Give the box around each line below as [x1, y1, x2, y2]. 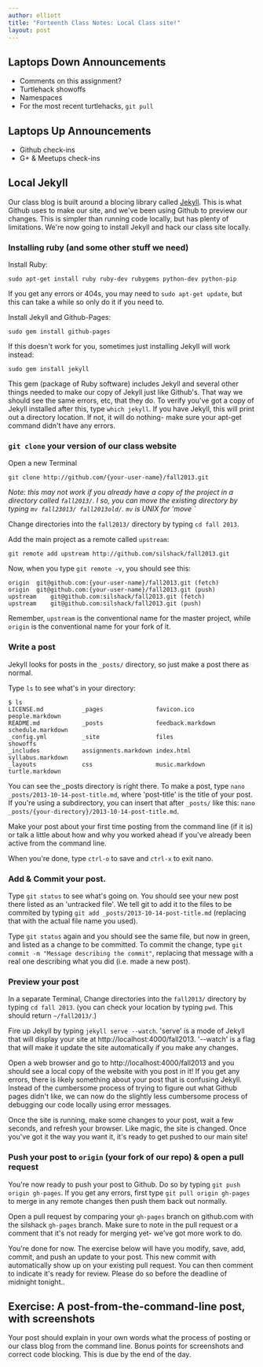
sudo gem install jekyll [8, 366, 89, 373]
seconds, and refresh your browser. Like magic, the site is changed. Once [8, 1124, 247, 1133]
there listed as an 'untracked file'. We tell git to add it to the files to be [8, 900, 232, 908]
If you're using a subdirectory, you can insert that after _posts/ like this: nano [8, 797, 255, 808]
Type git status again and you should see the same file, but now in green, [8, 931, 250, 941]
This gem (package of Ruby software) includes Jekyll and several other [8, 379, 239, 388]
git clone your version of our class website [8, 440, 177, 451]
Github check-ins [19, 145, 76, 154]
